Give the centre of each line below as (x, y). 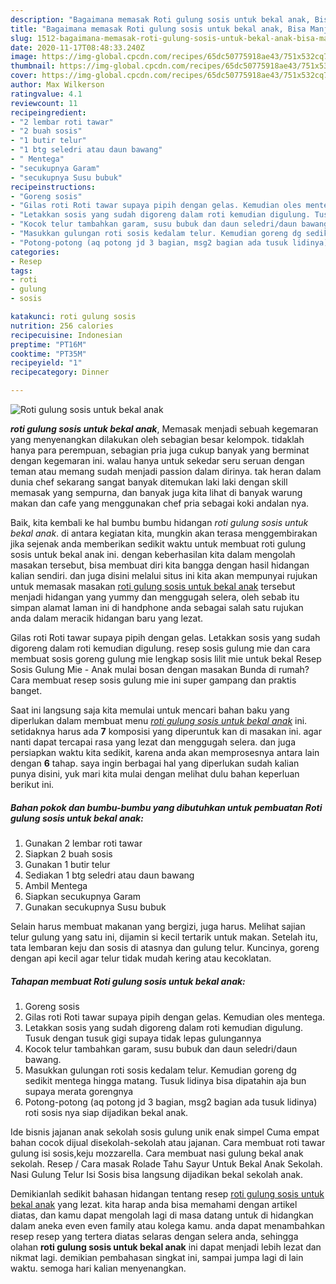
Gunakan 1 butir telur (67, 864)
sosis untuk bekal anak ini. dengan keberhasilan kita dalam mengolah (153, 554)
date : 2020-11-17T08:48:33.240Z (77, 47)
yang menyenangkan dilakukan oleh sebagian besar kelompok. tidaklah (157, 439)
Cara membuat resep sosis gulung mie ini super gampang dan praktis (153, 680)
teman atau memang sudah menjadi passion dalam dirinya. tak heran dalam (166, 471)
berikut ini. (32, 784)
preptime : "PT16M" (48, 344)
